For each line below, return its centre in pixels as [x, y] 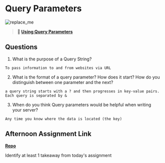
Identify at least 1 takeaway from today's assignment [58, 155]
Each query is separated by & [36, 95]
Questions [21, 47]
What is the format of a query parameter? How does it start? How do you [86, 77]
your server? [25, 110]
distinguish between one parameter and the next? [63, 82]
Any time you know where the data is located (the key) [64, 119]
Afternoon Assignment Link [48, 134]
